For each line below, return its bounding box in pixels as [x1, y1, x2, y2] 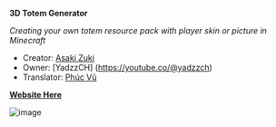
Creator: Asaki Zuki [22, 53, 95, 63]
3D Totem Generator [9, 8, 88, 18]
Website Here [9, 90, 62, 100]
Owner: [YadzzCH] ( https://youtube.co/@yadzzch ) [22, 63, 213, 73]
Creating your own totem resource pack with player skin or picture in [9, 25, 268, 35]
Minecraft [9, 35, 46, 45]
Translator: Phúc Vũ [22, 72, 97, 83]
